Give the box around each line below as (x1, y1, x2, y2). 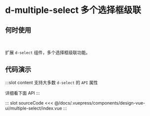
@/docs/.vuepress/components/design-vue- (54, 100, 146, 106)
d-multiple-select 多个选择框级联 (5, 4, 142, 16)
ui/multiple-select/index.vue (5, 105, 63, 111)
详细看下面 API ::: (5, 90, 40, 96)
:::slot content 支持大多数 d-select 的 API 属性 (5, 79, 98, 85)
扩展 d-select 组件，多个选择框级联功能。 (5, 50, 90, 55)
